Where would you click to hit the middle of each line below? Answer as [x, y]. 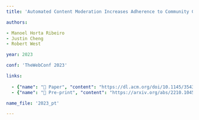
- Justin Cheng [25, 38]
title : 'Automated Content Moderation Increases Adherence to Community [98, 12]
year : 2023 [20, 55]
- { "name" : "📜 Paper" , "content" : [54, 87]
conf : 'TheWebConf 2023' [37, 66]
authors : [17, 22]
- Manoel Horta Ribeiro [36, 33]
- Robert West [24, 44]
